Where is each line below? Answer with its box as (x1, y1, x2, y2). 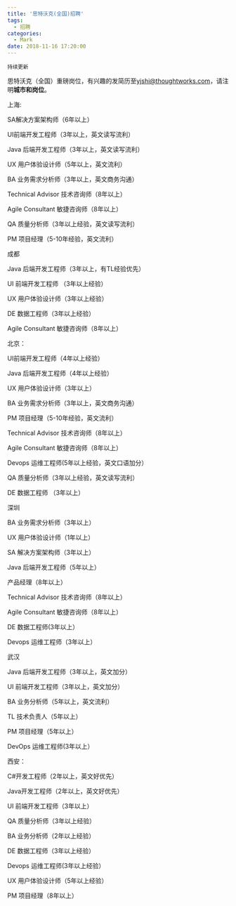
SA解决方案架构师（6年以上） (7, 115, 93, 124)
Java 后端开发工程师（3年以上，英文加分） (7, 668, 131, 676)
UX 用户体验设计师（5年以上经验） (7, 877, 108, 885)
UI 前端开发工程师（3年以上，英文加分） (7, 683, 124, 690)
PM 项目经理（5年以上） (7, 728, 78, 735)
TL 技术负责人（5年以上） (7, 712, 82, 721)
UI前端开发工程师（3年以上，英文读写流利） (7, 131, 135, 138)
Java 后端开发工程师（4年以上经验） (7, 369, 114, 377)
